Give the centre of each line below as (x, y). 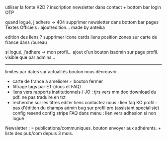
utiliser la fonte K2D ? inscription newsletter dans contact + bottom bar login (83, 7)
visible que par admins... (30, 57)
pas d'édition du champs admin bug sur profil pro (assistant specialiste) (86, 108)
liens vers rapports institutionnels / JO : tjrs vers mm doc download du (84, 92)
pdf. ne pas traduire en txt (39, 97)
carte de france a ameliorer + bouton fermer (58, 81)
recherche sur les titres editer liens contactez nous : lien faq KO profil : (84, 102)
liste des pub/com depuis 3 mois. (39, 133)
